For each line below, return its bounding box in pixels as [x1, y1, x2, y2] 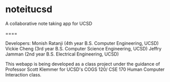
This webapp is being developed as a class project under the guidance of [5, 61, 160, 67]
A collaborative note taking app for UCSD [5, 20, 93, 26]
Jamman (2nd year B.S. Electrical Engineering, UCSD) [5, 51, 119, 57]
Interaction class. [5, 71, 42, 77]
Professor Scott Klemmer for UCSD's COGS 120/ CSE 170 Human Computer [5, 66, 165, 72]
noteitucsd [5, 4, 53, 15]
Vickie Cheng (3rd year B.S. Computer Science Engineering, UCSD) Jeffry [5, 45, 162, 51]
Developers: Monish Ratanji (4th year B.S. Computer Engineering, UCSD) [5, 40, 159, 46]
